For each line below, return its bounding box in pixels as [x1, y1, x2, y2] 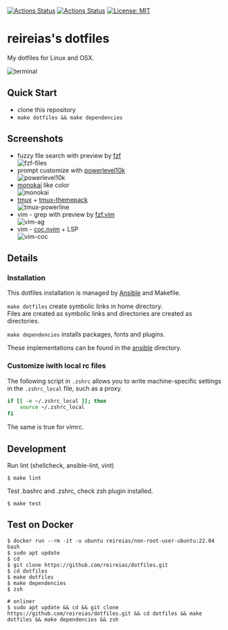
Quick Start [7, 87, 57, 99]
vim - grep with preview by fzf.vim [17, 210, 115, 218]
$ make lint [7, 474, 41, 481]
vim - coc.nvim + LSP [17, 225, 79, 233]
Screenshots [7, 133, 64, 145]
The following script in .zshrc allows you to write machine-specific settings [7, 377, 222, 385]
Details [7, 252, 38, 264]
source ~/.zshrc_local [19, 404, 85, 411]
